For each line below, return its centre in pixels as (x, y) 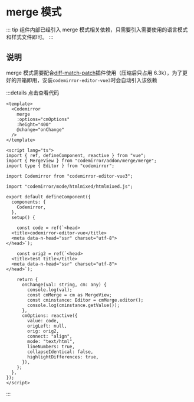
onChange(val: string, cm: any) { (64, 285)
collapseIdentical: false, (60, 352)
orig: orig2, (43, 331)
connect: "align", (50, 336)
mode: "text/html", (51, 341)
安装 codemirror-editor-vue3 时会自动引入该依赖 (100, 80)
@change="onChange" (41, 130)
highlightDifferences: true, (63, 357)
